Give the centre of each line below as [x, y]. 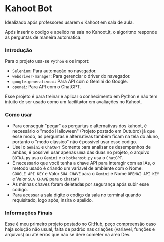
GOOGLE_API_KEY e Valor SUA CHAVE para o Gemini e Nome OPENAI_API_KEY [85, 173]
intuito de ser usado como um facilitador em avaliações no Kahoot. [74, 102]
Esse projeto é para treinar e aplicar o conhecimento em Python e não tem [81, 97]
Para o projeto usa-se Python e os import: [47, 61]
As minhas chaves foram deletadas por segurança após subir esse [81, 184]
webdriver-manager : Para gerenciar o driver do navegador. [71, 76]
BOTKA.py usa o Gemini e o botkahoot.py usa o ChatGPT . [68, 157]
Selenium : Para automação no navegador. [54, 71]
